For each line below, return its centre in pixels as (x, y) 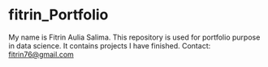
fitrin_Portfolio (58, 15)
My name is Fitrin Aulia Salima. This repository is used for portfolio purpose (134, 37)
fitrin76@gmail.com (41, 54)
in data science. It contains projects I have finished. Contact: (110, 45)
